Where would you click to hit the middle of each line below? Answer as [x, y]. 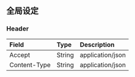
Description [97, 45]
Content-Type [30, 65]
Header [18, 29]
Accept [20, 55]
